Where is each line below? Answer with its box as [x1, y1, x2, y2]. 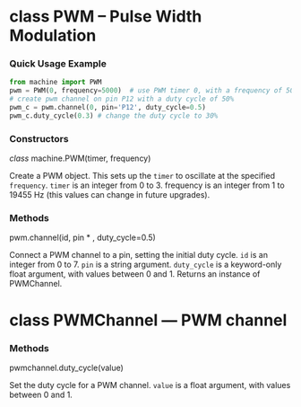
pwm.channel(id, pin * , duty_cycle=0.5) [9, 232, 157, 243]
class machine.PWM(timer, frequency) [9, 153, 151, 164]
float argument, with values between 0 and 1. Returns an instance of [9, 269, 261, 279]
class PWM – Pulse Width [9, 6, 202, 27]
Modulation [9, 25, 97, 46]
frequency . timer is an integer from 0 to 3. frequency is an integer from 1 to [9, 180, 285, 190]
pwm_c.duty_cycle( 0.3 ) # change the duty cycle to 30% [9, 111, 219, 120]
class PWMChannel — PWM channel [9, 310, 288, 330]
